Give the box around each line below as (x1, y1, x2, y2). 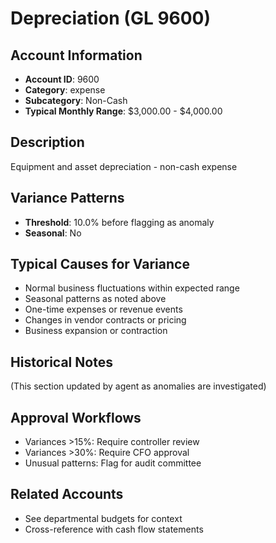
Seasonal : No (24, 227, 82, 239)
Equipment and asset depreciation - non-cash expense (10, 160, 238, 172)
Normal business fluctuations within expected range (24, 282, 240, 294)
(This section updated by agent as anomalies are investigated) (10, 380, 267, 392)
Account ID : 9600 (24, 73, 100, 85)
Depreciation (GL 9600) (10, 7, 212, 30)
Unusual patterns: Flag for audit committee (24, 457, 202, 469)
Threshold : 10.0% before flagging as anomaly (24, 216, 215, 228)
